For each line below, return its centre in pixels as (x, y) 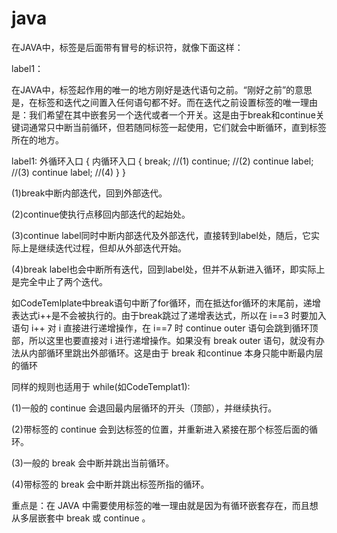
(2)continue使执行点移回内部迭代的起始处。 (101, 214)
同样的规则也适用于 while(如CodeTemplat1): (101, 386)
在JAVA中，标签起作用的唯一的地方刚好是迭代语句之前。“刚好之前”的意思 (162, 89)
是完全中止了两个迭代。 (59, 281)
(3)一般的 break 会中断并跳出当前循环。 (93, 463)
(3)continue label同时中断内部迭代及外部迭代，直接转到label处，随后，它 (161, 235)
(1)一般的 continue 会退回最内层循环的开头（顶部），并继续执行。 (144, 408)
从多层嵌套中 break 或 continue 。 (81, 518)
